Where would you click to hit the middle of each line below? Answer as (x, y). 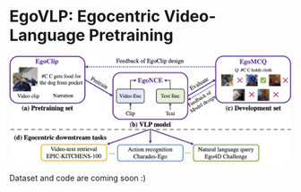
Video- (190, 17)
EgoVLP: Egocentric (85, 17)
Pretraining (131, 35)
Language (47, 35)
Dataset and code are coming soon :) (77, 178)
